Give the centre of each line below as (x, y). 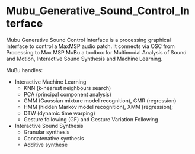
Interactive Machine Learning (50, 82)
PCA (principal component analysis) (67, 94)
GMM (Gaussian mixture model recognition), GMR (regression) (100, 100)
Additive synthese (46, 145)
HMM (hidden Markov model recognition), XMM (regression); (98, 107)
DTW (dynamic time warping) (60, 113)
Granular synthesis (47, 132)
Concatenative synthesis (54, 138)
